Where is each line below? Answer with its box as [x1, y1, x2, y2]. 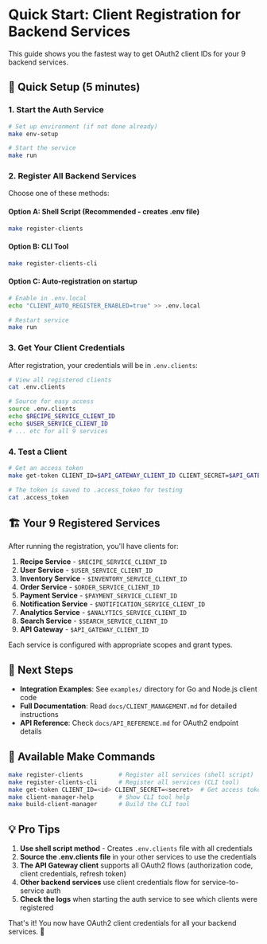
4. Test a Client [8, 446, 68, 457]
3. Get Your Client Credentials [8, 343, 126, 354]
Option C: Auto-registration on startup [8, 276, 137, 286]
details [19, 727, 42, 736]
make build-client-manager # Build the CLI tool [8, 801, 191, 809]
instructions [19, 710, 60, 719]
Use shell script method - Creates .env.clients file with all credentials [19, 844, 253, 853]
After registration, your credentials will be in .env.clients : [8, 360, 199, 370]
